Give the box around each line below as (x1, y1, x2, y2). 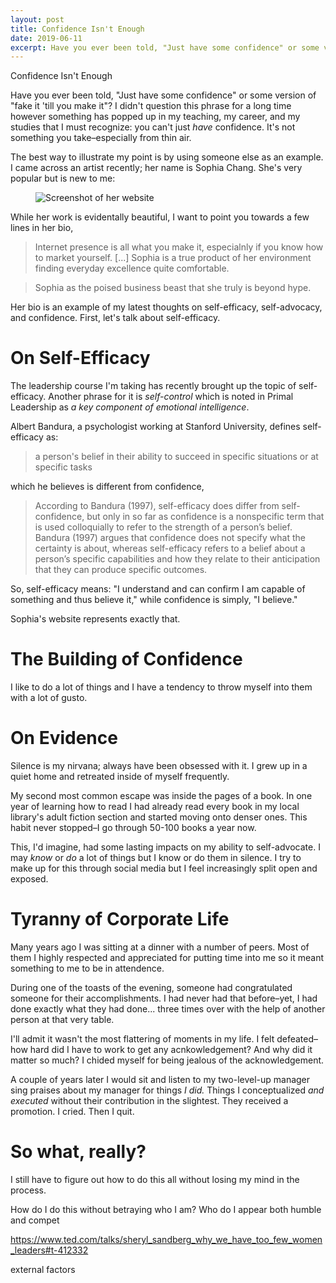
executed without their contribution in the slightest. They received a (10, 1095, 289, 1106)
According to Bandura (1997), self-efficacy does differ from (34, 500, 280, 512)
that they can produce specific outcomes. (34, 564, 208, 576)
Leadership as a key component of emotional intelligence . (10, 401, 250, 413)
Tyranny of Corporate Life (10, 908, 230, 931)
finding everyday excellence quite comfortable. (34, 262, 230, 275)
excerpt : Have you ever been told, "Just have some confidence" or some (10, 42, 320, 53)
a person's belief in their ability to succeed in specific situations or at (34, 451, 319, 463)
